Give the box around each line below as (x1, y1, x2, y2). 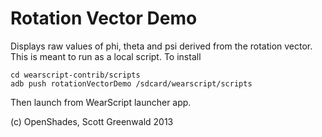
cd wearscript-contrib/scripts (10, 70, 141, 80)
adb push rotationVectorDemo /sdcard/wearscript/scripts (10, 78, 253, 89)
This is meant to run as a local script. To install (10, 50, 202, 62)
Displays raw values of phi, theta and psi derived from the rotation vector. (10, 40, 313, 52)
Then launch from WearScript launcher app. (10, 96, 192, 108)
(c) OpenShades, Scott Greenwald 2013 (10, 115, 174, 127)
